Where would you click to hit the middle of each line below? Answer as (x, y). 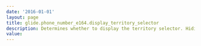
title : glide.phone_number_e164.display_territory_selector (83, 23)
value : (14, 34)
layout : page (22, 17)
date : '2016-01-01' (31, 12)
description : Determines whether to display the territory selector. (95, 28)
